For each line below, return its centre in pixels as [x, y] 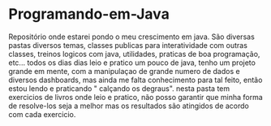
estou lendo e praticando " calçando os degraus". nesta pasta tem [119, 88]
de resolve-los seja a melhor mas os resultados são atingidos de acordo [129, 106]
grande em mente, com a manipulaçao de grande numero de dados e [125, 71]
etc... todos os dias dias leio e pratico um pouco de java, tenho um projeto [132, 63]
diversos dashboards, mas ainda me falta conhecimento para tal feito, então [135, 80]
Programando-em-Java [89, 14]
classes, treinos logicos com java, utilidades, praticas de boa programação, [134, 54]
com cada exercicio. [42, 114]
